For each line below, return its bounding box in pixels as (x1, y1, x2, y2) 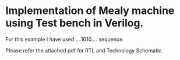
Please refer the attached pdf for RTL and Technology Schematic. (5, 47, 164, 54)
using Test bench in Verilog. (5, 16, 144, 30)
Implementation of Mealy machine (5, 4, 175, 17)
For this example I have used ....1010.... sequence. (5, 36, 124, 43)
